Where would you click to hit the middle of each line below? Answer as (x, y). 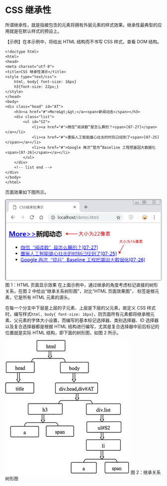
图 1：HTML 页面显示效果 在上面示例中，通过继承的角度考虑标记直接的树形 (82, 285)
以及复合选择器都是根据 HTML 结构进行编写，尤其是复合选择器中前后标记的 (82, 327)
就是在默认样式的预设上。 (36, 31)
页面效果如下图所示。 (27, 192)
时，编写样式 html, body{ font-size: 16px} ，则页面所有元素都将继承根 (78, 314)
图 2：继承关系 (146, 473)
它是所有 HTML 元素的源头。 (43, 297)
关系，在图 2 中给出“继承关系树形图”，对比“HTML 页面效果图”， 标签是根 (80, 291)
